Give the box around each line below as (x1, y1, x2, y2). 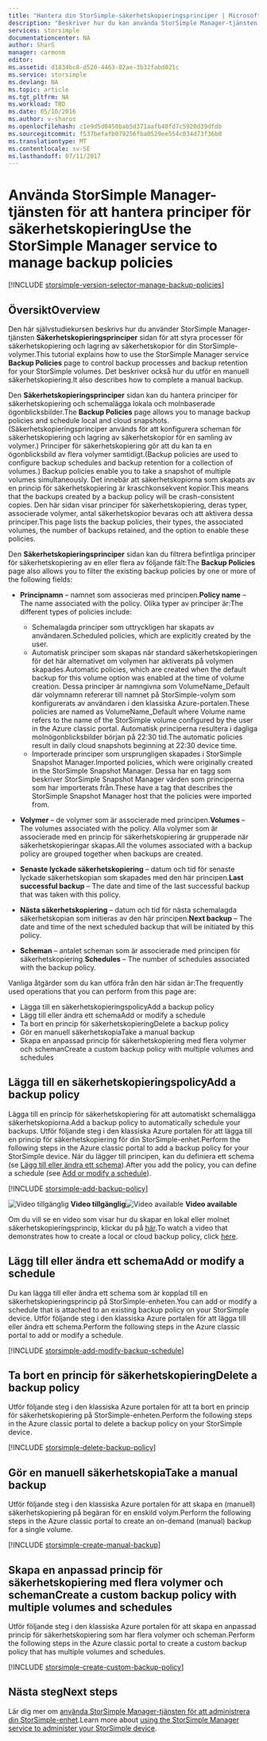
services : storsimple (8, 26, 80, 34)
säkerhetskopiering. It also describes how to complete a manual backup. (8, 375, 244, 384)
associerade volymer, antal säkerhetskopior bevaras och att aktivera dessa (8, 509, 253, 518)
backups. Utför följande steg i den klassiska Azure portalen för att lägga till (8, 1126, 253, 1135)
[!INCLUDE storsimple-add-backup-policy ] (8, 1184, 149, 1193)
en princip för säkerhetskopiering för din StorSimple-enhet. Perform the (8, 1134, 241, 1144)
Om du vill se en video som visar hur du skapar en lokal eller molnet (8, 1214, 230, 1224)
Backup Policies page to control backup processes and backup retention (8, 359, 248, 367)
